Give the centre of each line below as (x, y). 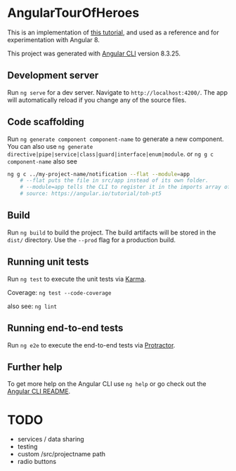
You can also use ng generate (50, 146)
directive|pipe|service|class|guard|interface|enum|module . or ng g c (111, 154)
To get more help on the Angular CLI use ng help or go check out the (107, 384)
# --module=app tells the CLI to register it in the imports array (120, 187)
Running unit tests (48, 262)
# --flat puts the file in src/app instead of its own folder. (114, 180)
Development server (53, 75)
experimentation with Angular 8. (54, 39)
